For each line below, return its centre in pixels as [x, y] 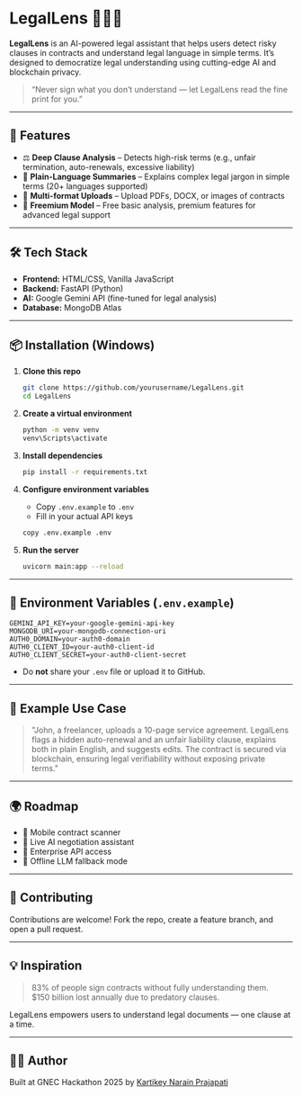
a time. [22, 1024]
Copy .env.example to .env [85, 507]
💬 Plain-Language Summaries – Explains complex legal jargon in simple [156, 176]
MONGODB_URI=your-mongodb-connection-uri [88, 632]
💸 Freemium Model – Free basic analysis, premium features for [139, 205]
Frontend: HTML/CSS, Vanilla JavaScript [98, 279]
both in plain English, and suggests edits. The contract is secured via [159, 750]
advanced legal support [66, 214]
